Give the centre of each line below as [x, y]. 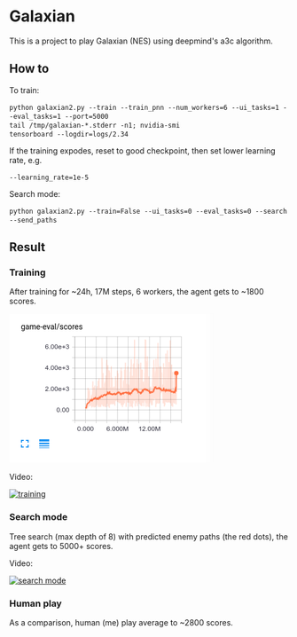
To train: [24, 90]
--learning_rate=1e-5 [49, 177]
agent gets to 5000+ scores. [61, 546]
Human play [35, 603]
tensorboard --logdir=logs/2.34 [69, 134]
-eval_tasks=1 [35, 116]
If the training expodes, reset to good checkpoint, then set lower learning [143, 150]
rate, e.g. [26, 160]
